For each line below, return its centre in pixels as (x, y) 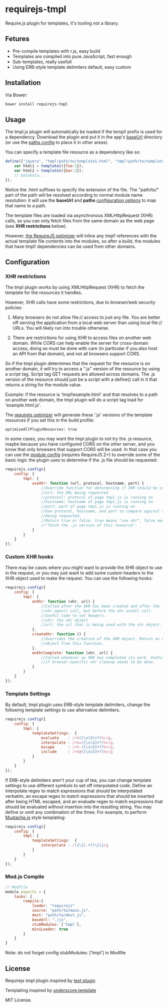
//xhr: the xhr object (64, 620)
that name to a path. (26, 205)
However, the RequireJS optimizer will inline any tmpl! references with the (81, 236)
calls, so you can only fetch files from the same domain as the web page (80, 221)
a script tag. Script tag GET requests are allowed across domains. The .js (80, 374)
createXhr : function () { (59, 634)
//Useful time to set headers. (73, 616)
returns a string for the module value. (43, 385)
